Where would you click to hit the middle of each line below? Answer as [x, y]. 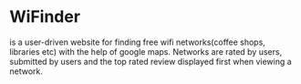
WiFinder [45, 17]
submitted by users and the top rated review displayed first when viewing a [150, 61]
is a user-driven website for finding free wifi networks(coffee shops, [138, 42]
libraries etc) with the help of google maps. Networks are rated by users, [146, 51]
